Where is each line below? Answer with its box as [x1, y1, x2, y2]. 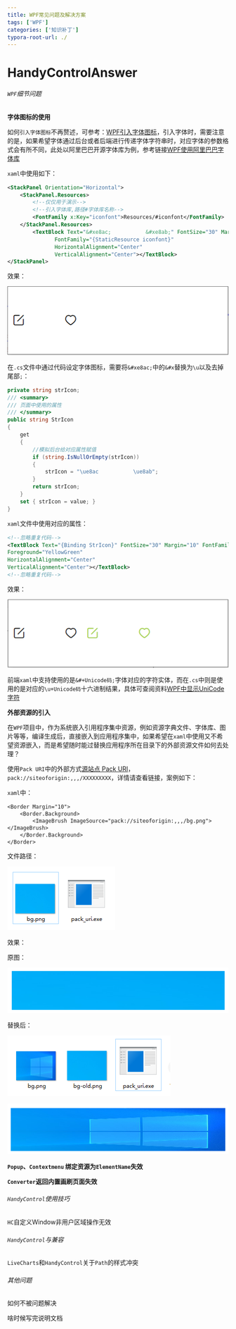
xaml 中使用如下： [7, 169, 58, 178]
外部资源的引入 [7, 708, 51, 717]
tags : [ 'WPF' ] [7, 18, 49, 26]
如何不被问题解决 [7, 1299, 57, 1307]
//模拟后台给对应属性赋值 [32, 446, 97, 453]
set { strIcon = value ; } [20, 497, 96, 505]
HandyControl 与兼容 [7, 1235, 64, 1244]
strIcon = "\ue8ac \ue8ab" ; [44, 469, 159, 476]
